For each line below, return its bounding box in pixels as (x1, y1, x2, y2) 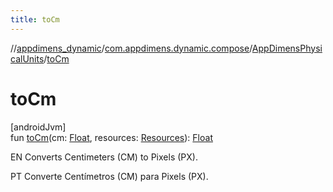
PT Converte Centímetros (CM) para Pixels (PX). (10, 170, 209, 182)
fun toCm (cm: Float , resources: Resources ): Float (10, 131, 213, 143)
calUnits (10, 52, 45, 65)
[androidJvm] (10, 121, 67, 133)
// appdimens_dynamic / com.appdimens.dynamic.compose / (10, 42, 253, 54)
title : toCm (10, 14, 60, 25)
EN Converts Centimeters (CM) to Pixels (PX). (10, 151, 198, 163)
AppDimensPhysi (251, 42, 323, 54)
